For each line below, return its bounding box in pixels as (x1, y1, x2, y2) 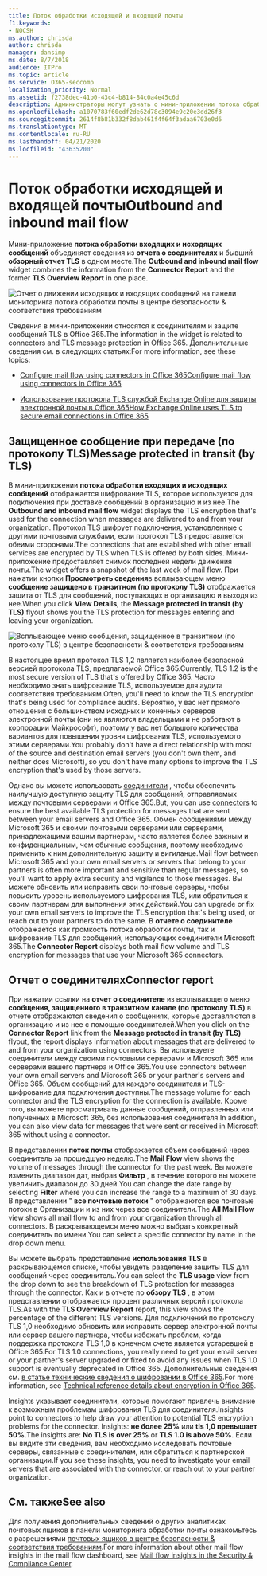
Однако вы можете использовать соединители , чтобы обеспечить (8, 781, 236, 790)
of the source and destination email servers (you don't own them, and (8, 748, 237, 758)
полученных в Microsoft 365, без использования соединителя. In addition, (8, 1112, 257, 1122)
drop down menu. (8, 1238, 66, 1248)
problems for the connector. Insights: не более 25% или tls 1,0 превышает (8, 1421, 257, 1431)
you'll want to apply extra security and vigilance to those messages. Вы (8, 874, 242, 884)
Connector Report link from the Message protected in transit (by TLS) (8, 1028, 242, 1037)
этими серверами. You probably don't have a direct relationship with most (8, 740, 252, 750)
